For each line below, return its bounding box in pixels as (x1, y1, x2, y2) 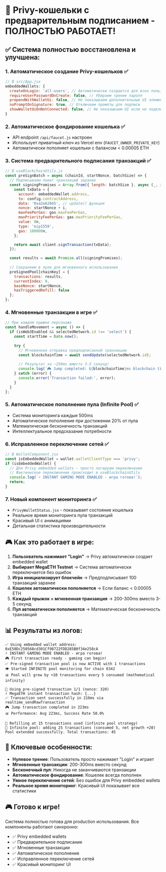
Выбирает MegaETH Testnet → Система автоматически (12, 564, 132, 570)
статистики (12, 788, 37, 794)
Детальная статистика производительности (12, 523, 106, 529)
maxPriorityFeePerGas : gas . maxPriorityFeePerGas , (18, 215, 123, 220)
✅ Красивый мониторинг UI (12, 861, 71, 867)
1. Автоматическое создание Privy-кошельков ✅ (5, 68, 128, 75)
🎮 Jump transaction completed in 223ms (5, 704, 89, 710)
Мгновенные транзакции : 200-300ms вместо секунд (12, 761, 127, 767)
